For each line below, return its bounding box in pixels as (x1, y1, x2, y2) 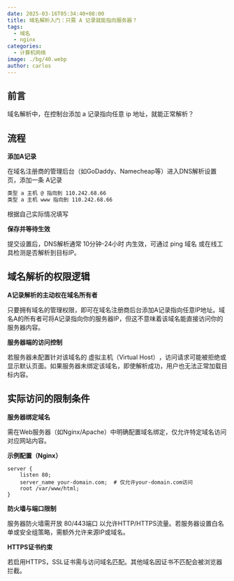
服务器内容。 (7, 323, 44, 331)
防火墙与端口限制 (7, 504, 57, 512)
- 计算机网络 (13, 50, 47, 57)
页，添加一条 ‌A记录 (7, 176, 63, 184)
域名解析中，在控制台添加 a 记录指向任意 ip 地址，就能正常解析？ (7, 110, 194, 118)
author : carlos (7, 62, 52, 69)
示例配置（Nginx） (7, 451, 62, 459)
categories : (7, 43, 42, 50)
